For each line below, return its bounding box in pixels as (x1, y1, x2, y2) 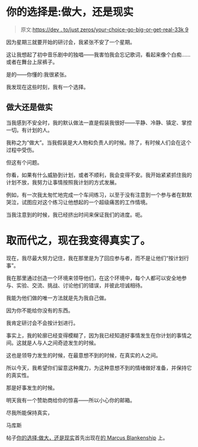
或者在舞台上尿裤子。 (6, 58, 58, 65)
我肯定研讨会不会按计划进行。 (6, 319, 78, 326)
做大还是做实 (6, 102, 53, 112)
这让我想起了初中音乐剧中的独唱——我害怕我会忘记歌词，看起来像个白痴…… (6, 51, 191, 58)
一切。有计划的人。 (6, 126, 53, 133)
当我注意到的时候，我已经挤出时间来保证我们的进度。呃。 (6, 211, 146, 218)
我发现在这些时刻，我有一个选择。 (6, 83, 89, 90)
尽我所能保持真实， (6, 409, 53, 416)
